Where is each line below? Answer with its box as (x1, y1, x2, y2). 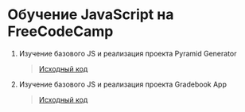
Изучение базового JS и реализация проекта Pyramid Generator (18, 48, 237, 58)
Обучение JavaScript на (7, 6, 174, 24)
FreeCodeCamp (7, 22, 114, 41)
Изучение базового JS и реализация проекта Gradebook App (18, 79, 227, 89)
